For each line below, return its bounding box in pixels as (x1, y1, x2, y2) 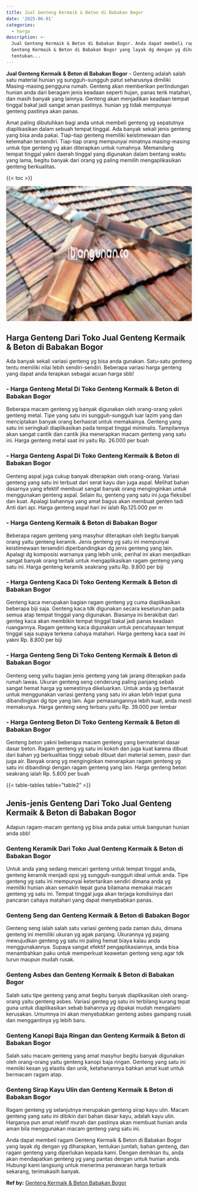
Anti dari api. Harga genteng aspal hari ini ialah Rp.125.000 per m (6, 504, 163, 511)
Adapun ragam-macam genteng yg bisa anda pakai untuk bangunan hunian (6, 823, 190, 830)
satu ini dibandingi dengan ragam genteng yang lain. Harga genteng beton (6, 764, 187, 771)
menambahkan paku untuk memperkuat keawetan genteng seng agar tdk (6, 950, 184, 957)
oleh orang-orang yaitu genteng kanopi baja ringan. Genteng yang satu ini (6, 1058, 186, 1065)
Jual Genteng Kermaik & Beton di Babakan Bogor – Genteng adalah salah (6, 70, 186, 77)
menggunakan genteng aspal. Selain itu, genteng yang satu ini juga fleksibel (6, 491, 192, 498)
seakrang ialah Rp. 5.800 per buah (6, 770, 90, 777)
